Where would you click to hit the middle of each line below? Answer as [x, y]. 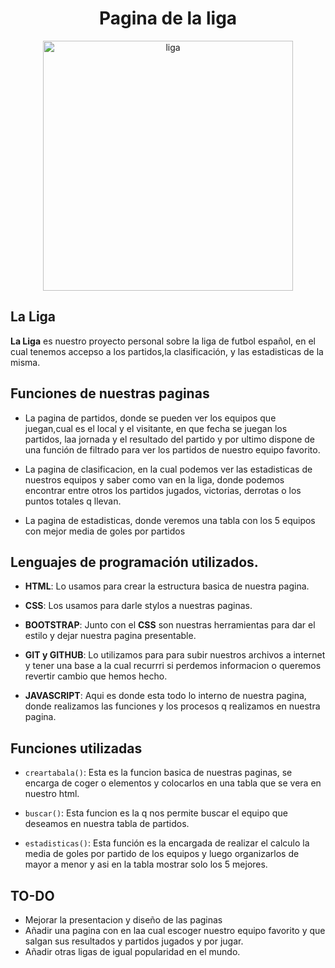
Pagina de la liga [168, 18]
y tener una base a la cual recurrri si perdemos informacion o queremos [173, 666]
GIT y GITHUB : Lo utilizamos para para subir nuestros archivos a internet [175, 655]
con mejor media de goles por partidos [105, 531]
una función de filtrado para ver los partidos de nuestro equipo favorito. [172, 449]
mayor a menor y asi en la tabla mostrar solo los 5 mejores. [146, 864]
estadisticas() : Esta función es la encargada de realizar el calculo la [167, 843]
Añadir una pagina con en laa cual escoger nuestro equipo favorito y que [175, 930]
